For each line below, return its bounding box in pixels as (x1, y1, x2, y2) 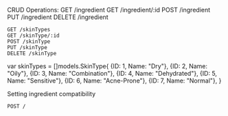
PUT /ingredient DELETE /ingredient (7, 13, 109, 21)
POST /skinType (7, 38, 51, 45)
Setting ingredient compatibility (7, 90, 96, 98)
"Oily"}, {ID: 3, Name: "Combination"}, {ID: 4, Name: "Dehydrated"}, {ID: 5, (7, 70, 218, 77)
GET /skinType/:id (7, 32, 60, 39)
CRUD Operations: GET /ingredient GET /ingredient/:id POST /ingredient (7, 6, 211, 14)
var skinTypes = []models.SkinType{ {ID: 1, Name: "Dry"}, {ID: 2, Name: (7, 62, 208, 70)
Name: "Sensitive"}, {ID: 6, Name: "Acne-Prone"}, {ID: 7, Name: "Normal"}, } (7, 76, 222, 85)
